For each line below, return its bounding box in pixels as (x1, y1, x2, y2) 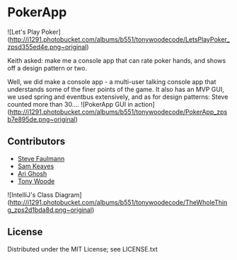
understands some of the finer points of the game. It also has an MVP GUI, (7, 85, 225, 93)
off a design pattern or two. (7, 64, 87, 72)
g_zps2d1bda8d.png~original (7, 206, 93, 214)
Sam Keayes (17, 162, 54, 170)
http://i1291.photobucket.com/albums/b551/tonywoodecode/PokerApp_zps (9, 107, 228, 116)
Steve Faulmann (17, 154, 65, 162)
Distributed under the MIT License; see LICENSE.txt (7, 244, 158, 253)
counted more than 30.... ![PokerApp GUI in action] (7, 100, 156, 108)
